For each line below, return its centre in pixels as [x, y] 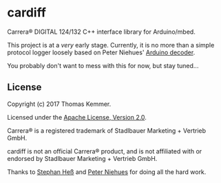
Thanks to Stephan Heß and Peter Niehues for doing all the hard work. [107, 172]
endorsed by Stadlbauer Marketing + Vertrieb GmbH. [82, 158]
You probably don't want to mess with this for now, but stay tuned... [103, 65]
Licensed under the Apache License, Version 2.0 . [77, 117]
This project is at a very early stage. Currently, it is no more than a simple [111, 45]
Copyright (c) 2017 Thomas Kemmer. [59, 104]
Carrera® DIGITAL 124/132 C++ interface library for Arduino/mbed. [102, 32]
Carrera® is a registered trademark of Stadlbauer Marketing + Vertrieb [107, 130]
